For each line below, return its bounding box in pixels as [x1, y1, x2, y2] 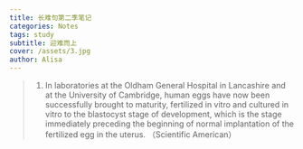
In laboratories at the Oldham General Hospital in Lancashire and [44, 80, 287, 90]
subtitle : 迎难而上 [9, 38, 78, 48]
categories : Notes [9, 22, 79, 31]
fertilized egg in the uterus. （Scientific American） [44, 129, 237, 140]
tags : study [9, 30, 54, 39]
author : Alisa [9, 55, 63, 64]
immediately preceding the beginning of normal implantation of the [44, 118, 294, 129]
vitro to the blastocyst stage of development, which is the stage [44, 109, 282, 119]
